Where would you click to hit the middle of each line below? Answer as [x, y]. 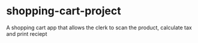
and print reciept [27, 33]
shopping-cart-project [64, 11]
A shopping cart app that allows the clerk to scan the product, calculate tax [99, 27]
